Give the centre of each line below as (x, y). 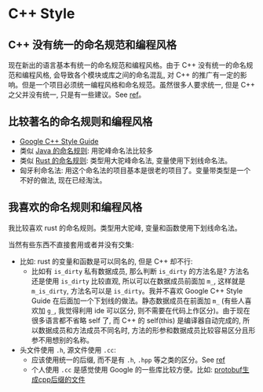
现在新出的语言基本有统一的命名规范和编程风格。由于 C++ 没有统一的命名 (127, 65)
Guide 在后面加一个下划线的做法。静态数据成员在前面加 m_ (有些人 (138, 301)
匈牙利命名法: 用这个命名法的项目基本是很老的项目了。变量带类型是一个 (135, 170)
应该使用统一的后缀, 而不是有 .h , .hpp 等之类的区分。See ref (128, 360)
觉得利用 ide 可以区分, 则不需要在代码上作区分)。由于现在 (157, 310)
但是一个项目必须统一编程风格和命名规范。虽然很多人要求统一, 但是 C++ (138, 85)
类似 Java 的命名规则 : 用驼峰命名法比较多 (86, 150)
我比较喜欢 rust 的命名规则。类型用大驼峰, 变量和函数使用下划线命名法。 (125, 227)
